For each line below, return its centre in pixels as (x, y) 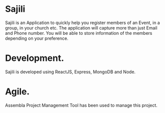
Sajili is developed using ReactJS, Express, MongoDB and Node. (70, 72)
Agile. (17, 92)
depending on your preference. (37, 38)
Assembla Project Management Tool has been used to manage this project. (81, 105)
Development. (35, 58)
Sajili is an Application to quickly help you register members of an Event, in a (82, 23)
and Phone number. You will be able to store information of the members (79, 33)
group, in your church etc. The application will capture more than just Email (81, 28)
